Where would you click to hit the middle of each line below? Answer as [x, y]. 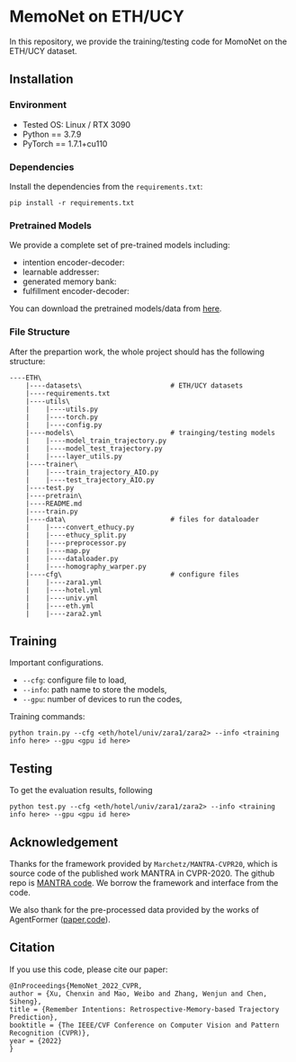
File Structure [40, 332]
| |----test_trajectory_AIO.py [90, 480]
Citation [32, 947]
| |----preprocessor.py [76, 543]
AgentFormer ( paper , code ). [60, 919]
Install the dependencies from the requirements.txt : [106, 186]
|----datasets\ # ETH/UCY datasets [135, 385]
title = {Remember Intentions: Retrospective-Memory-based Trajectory [144, 1009]
